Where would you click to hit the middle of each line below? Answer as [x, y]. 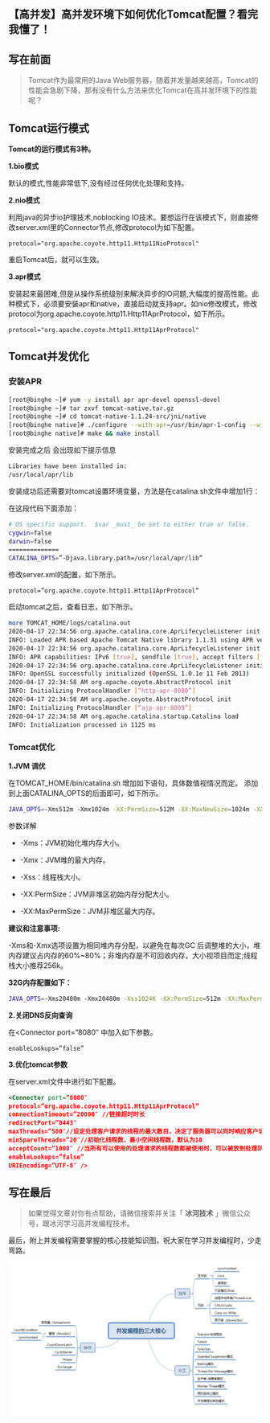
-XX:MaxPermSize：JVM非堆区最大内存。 [90, 911]
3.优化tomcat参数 [38, 1064]
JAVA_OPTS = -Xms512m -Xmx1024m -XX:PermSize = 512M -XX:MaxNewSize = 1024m [129, 809]
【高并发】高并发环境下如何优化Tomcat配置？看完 [133, 14]
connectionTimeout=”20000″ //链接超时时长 [77, 1115]
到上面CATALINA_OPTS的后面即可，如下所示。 [86, 793]
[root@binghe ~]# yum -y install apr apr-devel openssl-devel [115, 400]
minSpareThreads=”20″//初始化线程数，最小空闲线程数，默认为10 [105, 1140]
